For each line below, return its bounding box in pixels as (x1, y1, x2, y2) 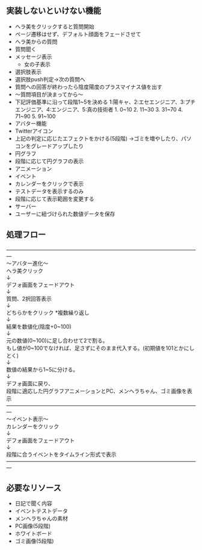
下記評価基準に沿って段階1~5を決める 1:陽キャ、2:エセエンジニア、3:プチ (14, 98, 196, 106)
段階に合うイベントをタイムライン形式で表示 (6, 450, 117, 458)
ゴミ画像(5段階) (14, 537, 54, 545)
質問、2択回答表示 (6, 295, 52, 302)
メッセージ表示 (14, 53, 52, 60)
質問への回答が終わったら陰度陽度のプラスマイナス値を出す (14, 83, 162, 90)
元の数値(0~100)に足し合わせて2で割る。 (6, 337, 108, 344)
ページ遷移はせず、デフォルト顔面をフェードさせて (14, 30, 141, 37)
